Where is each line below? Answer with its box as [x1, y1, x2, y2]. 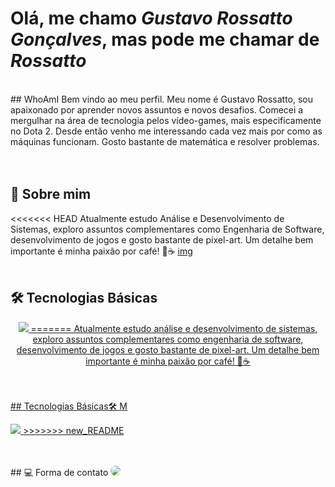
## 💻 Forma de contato [10, 466, 109, 478]
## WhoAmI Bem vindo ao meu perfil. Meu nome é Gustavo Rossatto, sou [10, 93, 314, 105]
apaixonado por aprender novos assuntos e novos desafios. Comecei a [10, 103, 304, 116]
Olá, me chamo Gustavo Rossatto [10, 7, 293, 30]
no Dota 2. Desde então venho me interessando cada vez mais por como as [10, 125, 323, 137]
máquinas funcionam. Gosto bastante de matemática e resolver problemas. [10, 135, 320, 147]
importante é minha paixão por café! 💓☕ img [10, 245, 193, 257]
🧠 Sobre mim [10, 186, 92, 203]
